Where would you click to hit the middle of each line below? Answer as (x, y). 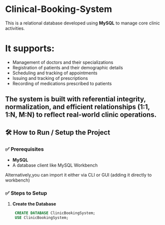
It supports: (30, 49)
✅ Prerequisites (24, 149)
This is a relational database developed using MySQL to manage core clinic (83, 23)
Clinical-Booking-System (59, 9)
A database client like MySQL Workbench (55, 165)
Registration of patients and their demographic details (68, 67)
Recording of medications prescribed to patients (62, 83)
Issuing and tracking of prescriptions (50, 78)
